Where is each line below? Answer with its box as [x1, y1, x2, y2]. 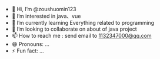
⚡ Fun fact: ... [11, 47, 44, 54]
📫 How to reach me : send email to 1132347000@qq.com [11, 32, 152, 39]
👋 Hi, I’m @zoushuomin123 [11, 6, 76, 12]
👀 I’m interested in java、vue [11, 12, 81, 19]
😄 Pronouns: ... [11, 41, 50, 47]
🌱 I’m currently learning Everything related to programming [11, 19, 155, 26]
